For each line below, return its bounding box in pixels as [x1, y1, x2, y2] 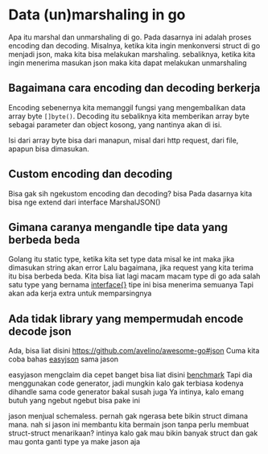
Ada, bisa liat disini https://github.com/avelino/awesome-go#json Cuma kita [8, 346, 260, 356]
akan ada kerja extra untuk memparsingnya [8, 288, 152, 299]
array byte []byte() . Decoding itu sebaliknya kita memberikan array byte [8, 111, 249, 121]
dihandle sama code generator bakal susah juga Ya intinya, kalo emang [8, 387, 244, 397]
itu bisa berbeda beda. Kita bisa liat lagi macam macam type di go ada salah [8, 271, 261, 281]
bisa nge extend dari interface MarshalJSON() [8, 197, 161, 207]
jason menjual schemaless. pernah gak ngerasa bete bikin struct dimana [8, 411, 248, 421]
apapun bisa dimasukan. [8, 143, 90, 154]
